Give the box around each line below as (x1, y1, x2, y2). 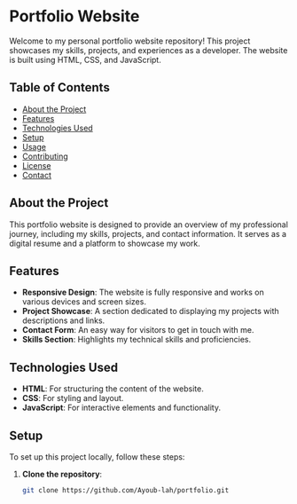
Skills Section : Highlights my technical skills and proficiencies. (21, 335, 251, 345)
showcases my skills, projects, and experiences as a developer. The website (9, 44, 288, 55)
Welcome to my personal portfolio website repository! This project (9, 35, 251, 46)
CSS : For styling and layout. (21, 393, 124, 404)
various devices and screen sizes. (21, 296, 146, 307)
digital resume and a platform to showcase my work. (9, 238, 201, 248)
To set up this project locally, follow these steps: (9, 452, 185, 462)
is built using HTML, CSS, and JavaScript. (9, 54, 161, 65)
